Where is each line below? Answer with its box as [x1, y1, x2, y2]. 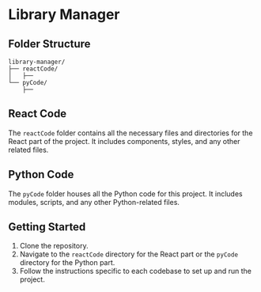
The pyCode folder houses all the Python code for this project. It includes [8, 188, 243, 199]
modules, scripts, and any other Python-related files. [8, 197, 180, 207]
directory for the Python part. [19, 258, 115, 267]
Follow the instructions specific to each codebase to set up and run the [19, 267, 252, 276]
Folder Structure [8, 37, 91, 51]
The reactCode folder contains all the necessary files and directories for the [8, 128, 253, 138]
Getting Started [8, 220, 86, 234]
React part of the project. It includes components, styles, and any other [8, 136, 240, 146]
